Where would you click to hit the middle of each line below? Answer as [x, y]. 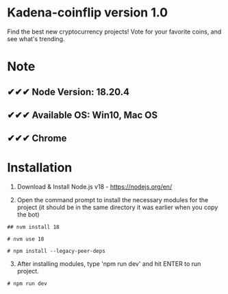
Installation [40, 168]
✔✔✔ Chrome [37, 138]
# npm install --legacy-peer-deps [56, 252]
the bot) [28, 215]
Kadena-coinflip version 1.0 [88, 13]
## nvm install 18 [33, 228]
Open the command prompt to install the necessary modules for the [113, 200]
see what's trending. [36, 38]
